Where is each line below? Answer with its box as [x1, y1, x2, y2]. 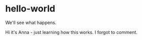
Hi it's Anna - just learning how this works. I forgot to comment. [5, 29, 138, 35]
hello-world [5, 3, 56, 14]
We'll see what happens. [5, 19, 57, 25]
